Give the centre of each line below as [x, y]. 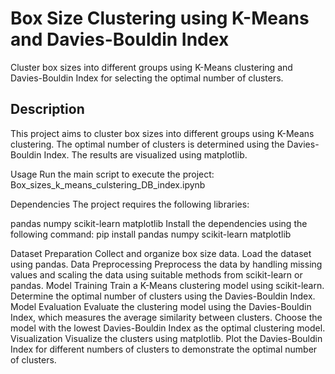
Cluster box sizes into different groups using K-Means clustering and [151, 67]
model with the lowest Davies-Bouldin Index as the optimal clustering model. [168, 328]
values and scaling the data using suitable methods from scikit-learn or [156, 274]
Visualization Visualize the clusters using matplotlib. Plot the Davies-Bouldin [166, 338]
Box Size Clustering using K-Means [160, 18]
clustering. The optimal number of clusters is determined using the [147, 144]
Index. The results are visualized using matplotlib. [145, 154]
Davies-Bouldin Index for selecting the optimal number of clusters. [147, 78]
